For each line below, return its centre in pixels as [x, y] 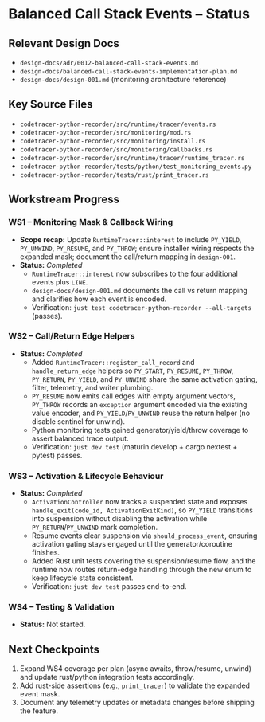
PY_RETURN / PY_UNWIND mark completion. [95, 528]
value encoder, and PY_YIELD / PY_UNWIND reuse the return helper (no [141, 413]
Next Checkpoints [54, 649]
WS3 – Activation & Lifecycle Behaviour [86, 476]
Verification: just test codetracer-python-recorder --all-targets [142, 307]
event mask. [40, 694]
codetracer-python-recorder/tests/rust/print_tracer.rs [114, 175]
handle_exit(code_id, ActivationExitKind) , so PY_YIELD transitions [142, 510]
